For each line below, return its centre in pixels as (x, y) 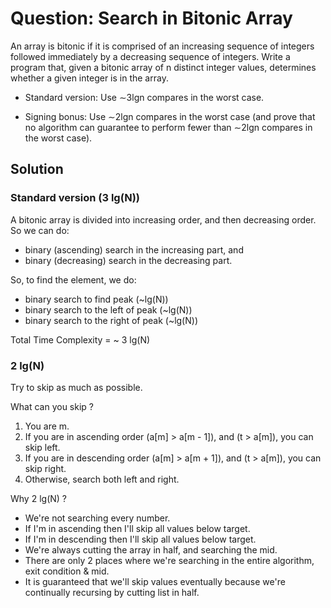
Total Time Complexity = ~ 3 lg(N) (80, 339)
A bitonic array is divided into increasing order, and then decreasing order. (163, 219)
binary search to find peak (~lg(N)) (96, 299)
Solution (37, 169)
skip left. (42, 447)
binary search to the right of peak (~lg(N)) (111, 320)
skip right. (45, 468)
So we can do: (40, 230)
